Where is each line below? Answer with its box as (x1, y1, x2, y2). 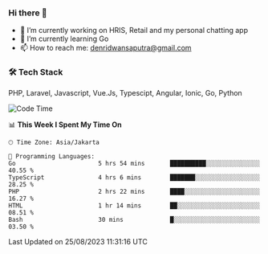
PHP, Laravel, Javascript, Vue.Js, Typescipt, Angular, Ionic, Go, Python (8, 88, 242, 97)
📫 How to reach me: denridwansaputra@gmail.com (19, 43, 192, 53)
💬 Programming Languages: (8, 152, 95, 160)
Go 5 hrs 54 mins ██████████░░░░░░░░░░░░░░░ (8, 159, 261, 167)
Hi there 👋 (8, 7, 48, 18)
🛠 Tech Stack (8, 67, 63, 78)
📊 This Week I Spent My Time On (8, 120, 122, 129)
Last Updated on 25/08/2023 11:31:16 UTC (8, 236, 148, 246)
